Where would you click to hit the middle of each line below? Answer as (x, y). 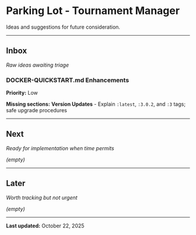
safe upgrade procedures (36, 110)
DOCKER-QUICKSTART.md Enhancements (68, 80)
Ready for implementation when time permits (60, 148)
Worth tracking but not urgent (42, 198)
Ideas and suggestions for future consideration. (63, 27)
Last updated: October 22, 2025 (45, 226)
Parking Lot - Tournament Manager (93, 11)
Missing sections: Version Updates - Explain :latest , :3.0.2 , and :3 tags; (96, 104)
